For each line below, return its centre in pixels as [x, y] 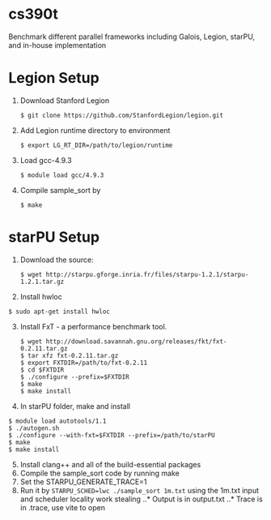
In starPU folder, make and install [75, 406]
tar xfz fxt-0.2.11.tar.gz [73, 355]
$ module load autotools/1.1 [57, 421]
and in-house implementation [57, 45]
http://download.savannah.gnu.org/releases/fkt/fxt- [136, 342]
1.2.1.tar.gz [42, 281]
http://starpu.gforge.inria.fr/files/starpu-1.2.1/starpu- [147, 274]
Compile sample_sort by [60, 190]
